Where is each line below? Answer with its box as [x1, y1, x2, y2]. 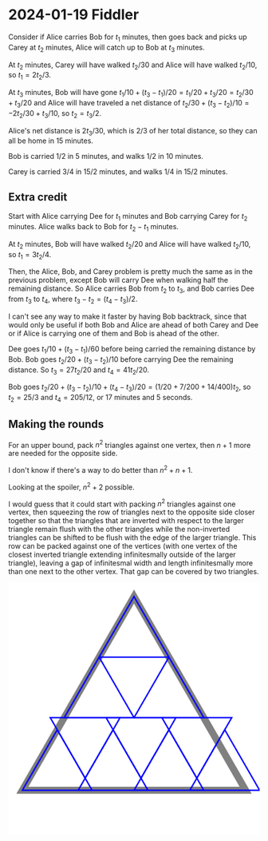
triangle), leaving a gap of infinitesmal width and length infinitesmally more [8, 558, 254, 568]
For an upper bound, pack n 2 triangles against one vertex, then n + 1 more [8, 438, 251, 450]
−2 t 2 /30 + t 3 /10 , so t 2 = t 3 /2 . [8, 108, 102, 120]
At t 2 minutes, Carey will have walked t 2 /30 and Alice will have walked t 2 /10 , [8, 60, 258, 71]
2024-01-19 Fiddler [8, 6, 140, 24]
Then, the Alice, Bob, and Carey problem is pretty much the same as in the [8, 267, 254, 276]
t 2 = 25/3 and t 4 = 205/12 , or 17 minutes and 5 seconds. [8, 393, 193, 404]
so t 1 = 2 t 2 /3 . [8, 70, 52, 81]
